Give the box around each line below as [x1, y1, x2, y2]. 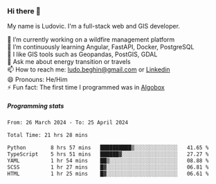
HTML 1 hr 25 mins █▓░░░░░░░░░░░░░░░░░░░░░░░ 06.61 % [7, 170, 209, 177]
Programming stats [7, 101, 64, 110]
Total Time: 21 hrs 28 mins [7, 132, 89, 139]
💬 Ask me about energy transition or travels [7, 58, 131, 66]
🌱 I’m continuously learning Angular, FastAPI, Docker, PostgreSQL [7, 43, 195, 51]
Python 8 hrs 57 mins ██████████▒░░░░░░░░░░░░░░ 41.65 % [7, 144, 209, 151]
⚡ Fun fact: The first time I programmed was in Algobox [7, 83, 165, 92]
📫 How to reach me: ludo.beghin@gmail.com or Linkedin [7, 65, 171, 74]
